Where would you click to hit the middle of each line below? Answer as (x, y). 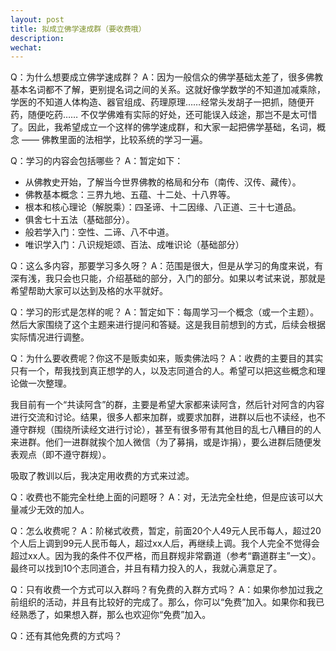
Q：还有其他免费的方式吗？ (66, 636)
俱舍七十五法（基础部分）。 (79, 220)
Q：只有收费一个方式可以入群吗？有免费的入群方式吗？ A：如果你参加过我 (162, 590)
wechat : (26, 47)
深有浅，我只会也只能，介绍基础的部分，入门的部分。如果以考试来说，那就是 (168, 278)
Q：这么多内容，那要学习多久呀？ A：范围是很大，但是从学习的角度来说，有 (167, 266)
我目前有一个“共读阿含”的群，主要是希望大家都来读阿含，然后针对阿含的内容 (167, 405)
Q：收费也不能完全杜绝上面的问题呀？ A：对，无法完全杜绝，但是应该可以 (162, 497)
